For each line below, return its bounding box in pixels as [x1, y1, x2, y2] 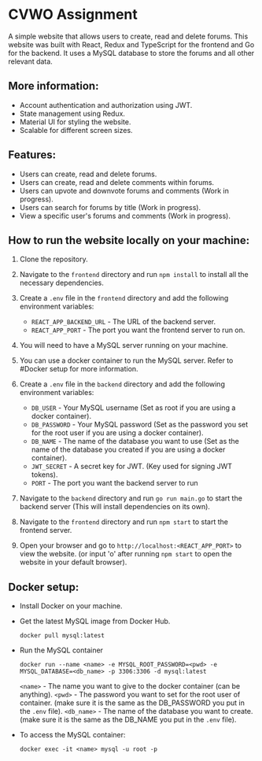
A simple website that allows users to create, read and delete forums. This [8, 31, 249, 41]
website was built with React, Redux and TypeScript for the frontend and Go [8, 39, 255, 49]
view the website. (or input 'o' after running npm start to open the [19, 549, 232, 559]
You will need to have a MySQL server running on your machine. [19, 341, 228, 350]
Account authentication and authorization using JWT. [19, 100, 193, 109]
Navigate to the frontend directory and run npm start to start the [19, 517, 228, 526]
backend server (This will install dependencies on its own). [19, 502, 211, 512]
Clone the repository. [19, 254, 88, 264]
